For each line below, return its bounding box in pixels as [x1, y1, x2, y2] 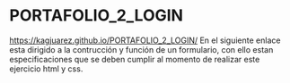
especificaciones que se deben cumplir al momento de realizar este [9, 54, 260, 64]
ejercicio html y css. [9, 63, 83, 74]
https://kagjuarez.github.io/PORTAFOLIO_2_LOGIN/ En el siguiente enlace [9, 35, 281, 46]
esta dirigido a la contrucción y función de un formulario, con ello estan [9, 44, 274, 54]
